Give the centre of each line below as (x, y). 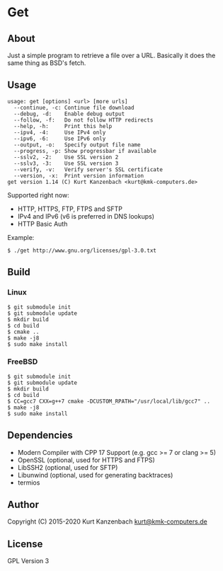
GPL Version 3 (28, 561)
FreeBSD (23, 362)
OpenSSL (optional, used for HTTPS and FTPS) (86, 460)
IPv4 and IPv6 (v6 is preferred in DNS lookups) (86, 216)
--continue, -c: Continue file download (74, 108)
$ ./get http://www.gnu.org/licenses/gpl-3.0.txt (82, 250)
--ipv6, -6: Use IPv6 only (60, 139)
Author (23, 504)
